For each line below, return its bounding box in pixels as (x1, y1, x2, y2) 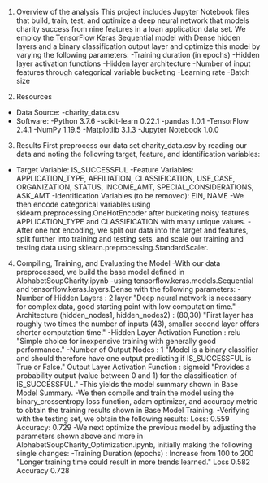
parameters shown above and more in (15, 431, 144, 441)
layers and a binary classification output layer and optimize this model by (15, 41, 261, 51)
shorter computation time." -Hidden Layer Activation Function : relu (15, 328, 241, 337)
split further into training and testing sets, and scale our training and (15, 234, 244, 243)
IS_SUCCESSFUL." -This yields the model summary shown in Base (15, 380, 238, 389)
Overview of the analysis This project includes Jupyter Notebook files (15, 7, 250, 16)
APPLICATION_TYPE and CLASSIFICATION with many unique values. (15, 217, 246, 226)
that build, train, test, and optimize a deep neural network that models (15, 15, 249, 25)
